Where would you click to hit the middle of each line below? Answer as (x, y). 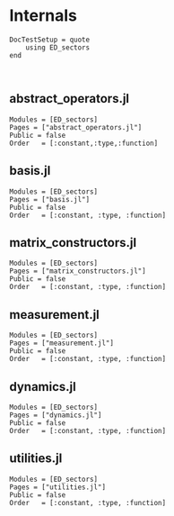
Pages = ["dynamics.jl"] (56, 415)
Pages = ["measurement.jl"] (62, 343)
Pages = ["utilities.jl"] (57, 487)
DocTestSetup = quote (50, 40)
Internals (43, 16)
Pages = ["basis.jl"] (50, 199)
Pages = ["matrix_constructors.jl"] (78, 271)
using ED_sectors (58, 47)
